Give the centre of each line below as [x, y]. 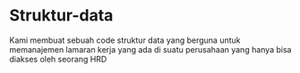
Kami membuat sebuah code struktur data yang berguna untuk [125, 40]
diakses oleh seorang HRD [58, 59]
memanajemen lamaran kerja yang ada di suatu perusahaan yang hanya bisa [150, 49]
